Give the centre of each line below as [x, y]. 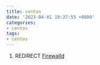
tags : [13, 34]
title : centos [24, 12]
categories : [21, 22]
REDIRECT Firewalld [40, 56]
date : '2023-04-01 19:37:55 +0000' [51, 17]
